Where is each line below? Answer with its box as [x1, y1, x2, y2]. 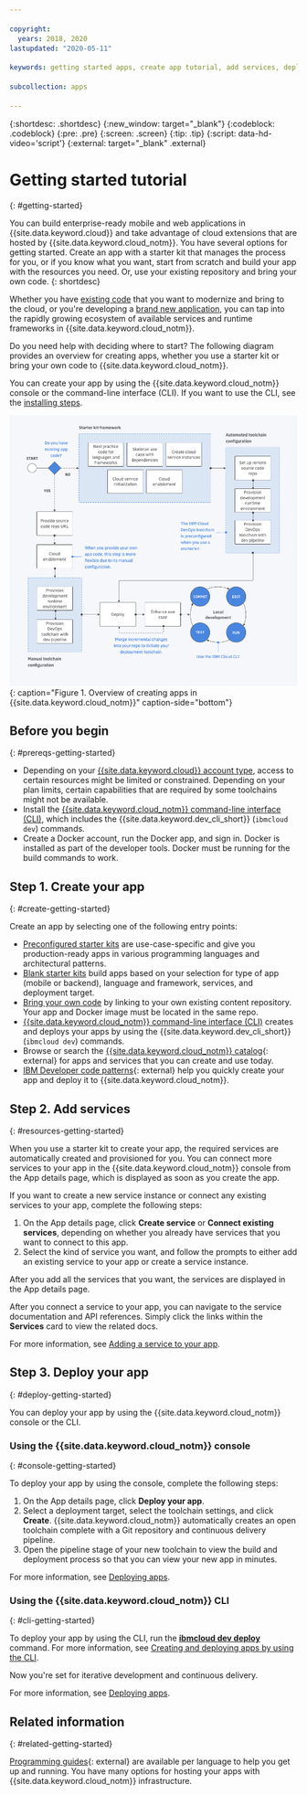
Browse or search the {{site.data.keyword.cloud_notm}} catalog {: [22, 1046, 269, 1057]
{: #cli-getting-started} [9, 1615, 96, 1626]
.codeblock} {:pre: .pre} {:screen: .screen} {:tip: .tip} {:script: [9, 128, 237, 139]
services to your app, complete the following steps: [9, 1200, 203, 1211]
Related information [9, 1714, 125, 1729]
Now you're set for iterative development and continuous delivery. [9, 1670, 259, 1681]
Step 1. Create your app [9, 878, 145, 895]
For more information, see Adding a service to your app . [9, 1339, 221, 1350]
